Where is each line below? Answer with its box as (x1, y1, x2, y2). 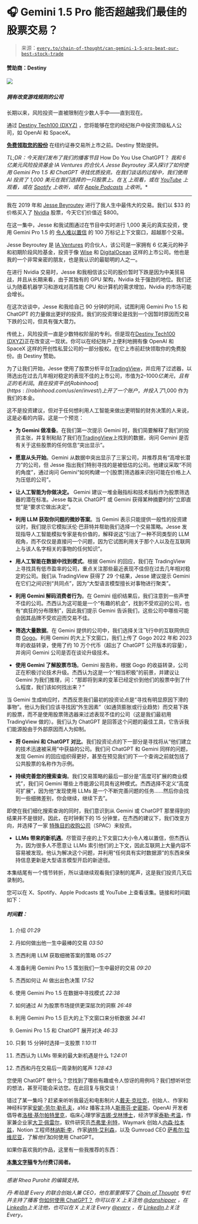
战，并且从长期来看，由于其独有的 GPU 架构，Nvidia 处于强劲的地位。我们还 (6, 276, 192, 283)
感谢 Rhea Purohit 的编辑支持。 (6, 1176, 82, 1183)
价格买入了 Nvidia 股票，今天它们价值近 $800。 (6, 208, 122, 215)
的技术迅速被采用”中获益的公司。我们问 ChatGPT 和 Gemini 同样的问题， (15, 745, 192, 752)
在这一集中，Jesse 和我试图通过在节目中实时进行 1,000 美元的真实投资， (6, 221, 183, 228)
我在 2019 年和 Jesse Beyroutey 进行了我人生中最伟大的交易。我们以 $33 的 (6, 201, 190, 208)
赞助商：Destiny (6, 64, 47, 71)
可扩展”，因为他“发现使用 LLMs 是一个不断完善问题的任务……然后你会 (15, 787, 184, 794)
